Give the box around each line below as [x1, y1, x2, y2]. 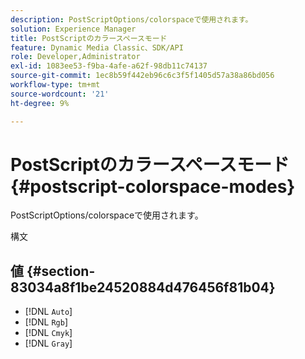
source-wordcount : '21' [10, 89, 110, 99]
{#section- [26, 262, 96, 280]
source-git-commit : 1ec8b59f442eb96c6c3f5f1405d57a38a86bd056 [10, 71, 275, 81]
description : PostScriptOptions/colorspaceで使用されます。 [10, 14, 253, 25]
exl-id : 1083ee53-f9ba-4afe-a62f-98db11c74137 [10, 61, 208, 71]
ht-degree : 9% [10, 98, 70, 108]
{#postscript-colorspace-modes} [10, 175, 296, 198]
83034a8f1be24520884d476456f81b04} [10, 279, 276, 296]
